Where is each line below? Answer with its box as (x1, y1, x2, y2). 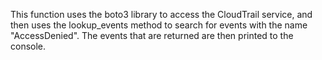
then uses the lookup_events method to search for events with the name (10, 19, 308, 31)
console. (10, 40, 47, 52)
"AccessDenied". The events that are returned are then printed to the (10, 30, 294, 41)
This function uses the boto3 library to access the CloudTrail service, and (10, 9, 313, 20)
